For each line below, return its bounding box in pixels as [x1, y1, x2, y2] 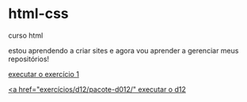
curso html [8, 31, 44, 40]
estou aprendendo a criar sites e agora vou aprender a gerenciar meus [8, 46, 239, 55]
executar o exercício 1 [8, 69, 79, 78]
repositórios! [8, 54, 50, 64]
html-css [8, 5, 69, 23]
